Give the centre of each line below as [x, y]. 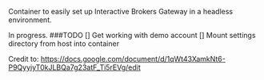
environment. [30, 20]
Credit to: [24, 59]
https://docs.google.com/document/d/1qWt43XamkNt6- [133, 59]
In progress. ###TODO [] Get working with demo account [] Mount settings [132, 35]
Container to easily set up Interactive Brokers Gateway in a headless [121, 11]
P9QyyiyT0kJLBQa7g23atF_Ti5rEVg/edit [75, 67]
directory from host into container [64, 44]
